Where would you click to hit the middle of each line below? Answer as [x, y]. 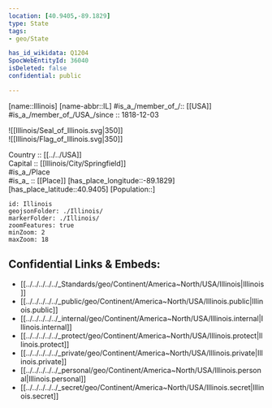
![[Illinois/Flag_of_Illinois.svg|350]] [66, 139]
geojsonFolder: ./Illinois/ [56, 211]
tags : [17, 31]
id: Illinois [30, 204]
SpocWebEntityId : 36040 [49, 61]
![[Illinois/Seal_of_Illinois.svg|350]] [66, 130]
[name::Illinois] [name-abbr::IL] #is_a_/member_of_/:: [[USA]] [110, 105]
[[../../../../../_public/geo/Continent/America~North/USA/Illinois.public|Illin [142, 301]
